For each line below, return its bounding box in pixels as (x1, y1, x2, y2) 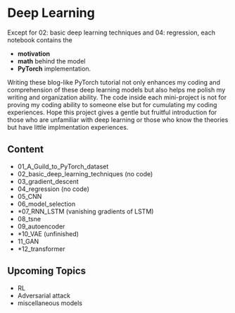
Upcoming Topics (7, 265, 87, 277)
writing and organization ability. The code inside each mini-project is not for (7, 93, 227, 102)
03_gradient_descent (17, 177, 79, 185)
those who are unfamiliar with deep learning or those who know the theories (7, 115, 229, 124)
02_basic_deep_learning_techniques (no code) (17, 169, 153, 178)
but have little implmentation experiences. (7, 123, 129, 131)
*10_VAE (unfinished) (17, 229, 80, 238)
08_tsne (17, 214, 41, 223)
